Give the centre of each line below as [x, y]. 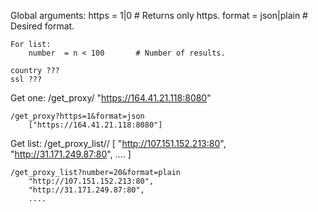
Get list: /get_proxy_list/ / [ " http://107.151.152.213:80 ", [118, 143]
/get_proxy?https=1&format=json [77, 116]
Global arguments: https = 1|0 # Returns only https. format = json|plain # [159, 15]
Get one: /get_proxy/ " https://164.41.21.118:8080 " [111, 98]
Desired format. [42, 26]
